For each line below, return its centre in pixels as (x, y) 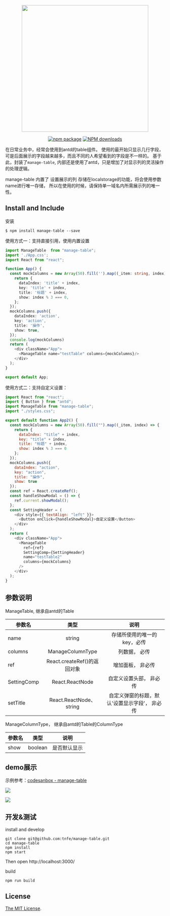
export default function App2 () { (42, 420)
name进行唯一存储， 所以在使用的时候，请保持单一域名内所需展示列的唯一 (83, 186)
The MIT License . (24, 908)
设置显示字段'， (132, 703)
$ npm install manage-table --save (43, 231)
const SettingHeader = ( (36, 510)
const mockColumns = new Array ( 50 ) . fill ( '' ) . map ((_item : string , (80, 274)
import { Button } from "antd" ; (39, 402)
